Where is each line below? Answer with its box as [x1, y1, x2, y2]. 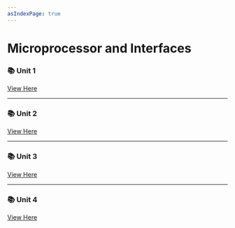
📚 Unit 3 [7, 152, 38, 162]
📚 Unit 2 [7, 109, 37, 119]
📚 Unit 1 [7, 66, 36, 76]
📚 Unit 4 [7, 194, 38, 204]
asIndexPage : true [7, 10, 61, 17]
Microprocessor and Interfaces [7, 40, 192, 56]
